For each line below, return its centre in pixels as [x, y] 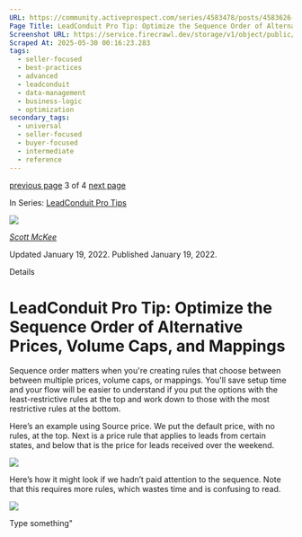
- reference [40, 159]
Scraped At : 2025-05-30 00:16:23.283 [80, 43]
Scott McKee [33, 237]
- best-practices [50, 68]
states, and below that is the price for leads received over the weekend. [142, 445]
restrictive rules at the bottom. [65, 409]
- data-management [52, 92]
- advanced [38, 76]
